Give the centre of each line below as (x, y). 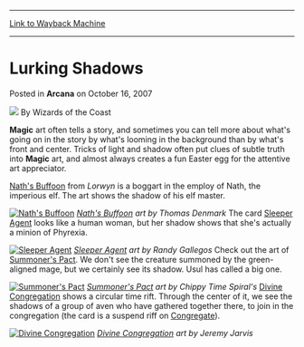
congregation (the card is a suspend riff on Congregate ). (115, 315)
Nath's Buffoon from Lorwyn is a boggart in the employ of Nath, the (135, 186)
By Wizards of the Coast (66, 112)
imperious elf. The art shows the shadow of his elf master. (118, 195)
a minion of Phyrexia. (48, 232)
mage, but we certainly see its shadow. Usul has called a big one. (161, 269)
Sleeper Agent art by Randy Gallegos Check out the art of (181, 249)
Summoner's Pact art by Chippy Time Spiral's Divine (185, 286)
